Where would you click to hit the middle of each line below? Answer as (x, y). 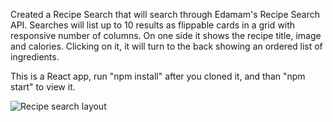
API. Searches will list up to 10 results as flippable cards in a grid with (153, 25)
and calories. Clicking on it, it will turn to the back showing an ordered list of (166, 46)
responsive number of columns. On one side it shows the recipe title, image (166, 35)
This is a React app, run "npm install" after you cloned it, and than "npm (158, 76)
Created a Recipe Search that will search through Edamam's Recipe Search (165, 14)
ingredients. (35, 57)
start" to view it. (43, 87)
